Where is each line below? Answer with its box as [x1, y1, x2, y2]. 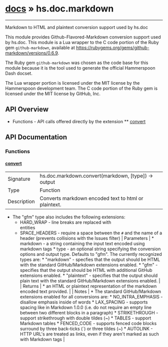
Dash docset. [5, 70, 32, 76]
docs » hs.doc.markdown [5, 3, 114, 15]
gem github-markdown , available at [5, 45, 75, 51]
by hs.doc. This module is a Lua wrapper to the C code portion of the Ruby [5, 39, 159, 45]
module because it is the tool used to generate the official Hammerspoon [5, 65, 155, 71]
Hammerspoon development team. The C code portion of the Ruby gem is [5, 85, 158, 91]
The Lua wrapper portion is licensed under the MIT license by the [5, 80, 140, 86]
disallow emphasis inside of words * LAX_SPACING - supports [19, 299, 148, 305]
